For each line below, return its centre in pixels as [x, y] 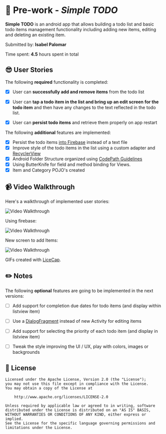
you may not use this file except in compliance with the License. [77, 384]
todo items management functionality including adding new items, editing [81, 29]
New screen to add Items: [32, 241]
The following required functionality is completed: [57, 82]
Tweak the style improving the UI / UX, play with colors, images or [80, 347]
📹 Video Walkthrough [40, 187]
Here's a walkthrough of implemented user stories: [57, 201]
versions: [14, 296]
